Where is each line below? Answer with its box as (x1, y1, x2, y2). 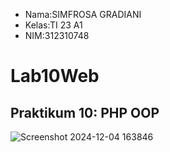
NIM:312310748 (24, 30, 90, 41)
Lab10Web (10, 65, 100, 88)
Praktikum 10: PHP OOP (10, 104, 160, 121)
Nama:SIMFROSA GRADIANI (24, 9, 142, 20)
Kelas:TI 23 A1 (24, 19, 83, 31)
